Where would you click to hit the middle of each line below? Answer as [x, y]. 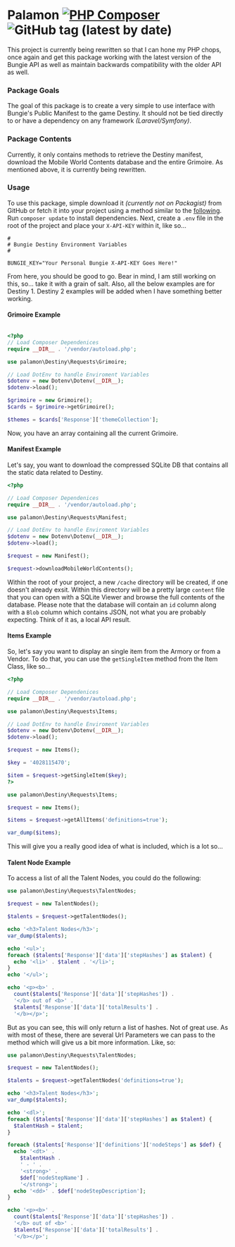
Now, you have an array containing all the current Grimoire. [93, 433]
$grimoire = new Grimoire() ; [50, 401]
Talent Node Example [39, 862]
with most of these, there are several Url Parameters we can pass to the [112, 1035]
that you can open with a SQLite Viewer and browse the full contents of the [116, 597]
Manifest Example [34, 449]
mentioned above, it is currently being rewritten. [77, 169]
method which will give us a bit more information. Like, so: [91, 1042]
